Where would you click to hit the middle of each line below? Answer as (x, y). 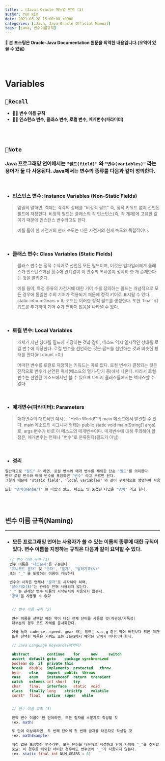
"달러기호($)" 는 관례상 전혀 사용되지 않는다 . (49, 587)
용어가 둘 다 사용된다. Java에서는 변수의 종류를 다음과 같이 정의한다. (80, 171)
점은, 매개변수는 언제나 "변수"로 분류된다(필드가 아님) (68, 437)
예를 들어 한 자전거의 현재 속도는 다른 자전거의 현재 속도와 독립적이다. (83, 230)
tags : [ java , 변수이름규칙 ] (31, 28)
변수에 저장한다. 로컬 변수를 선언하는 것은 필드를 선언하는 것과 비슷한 (88, 348)
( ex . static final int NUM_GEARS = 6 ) (51, 754)
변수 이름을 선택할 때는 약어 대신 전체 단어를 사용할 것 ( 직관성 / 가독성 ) (74, 618)
